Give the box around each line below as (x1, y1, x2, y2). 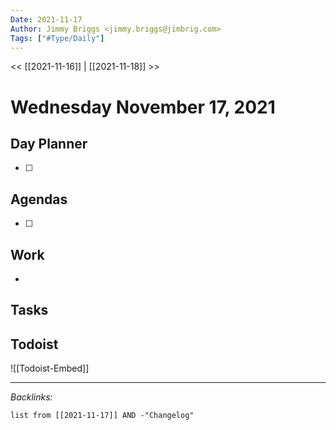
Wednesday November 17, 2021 (10, 96, 276, 118)
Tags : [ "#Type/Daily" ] (10, 33, 105, 43)
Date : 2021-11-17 (10, 14, 83, 25)
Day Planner (10, 135, 88, 152)
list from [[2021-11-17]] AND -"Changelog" (10, 411, 195, 421)
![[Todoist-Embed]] (10, 362, 90, 375)
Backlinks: (10, 391, 53, 403)
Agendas (10, 191, 68, 208)
